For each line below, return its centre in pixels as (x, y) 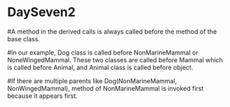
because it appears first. (43, 96)
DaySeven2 (41, 12)
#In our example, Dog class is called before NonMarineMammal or (103, 52)
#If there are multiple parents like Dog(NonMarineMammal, (92, 80)
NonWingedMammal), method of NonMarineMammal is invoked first (106, 88)
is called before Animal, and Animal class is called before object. (100, 67)
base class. (24, 38)
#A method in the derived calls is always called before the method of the (112, 31)
